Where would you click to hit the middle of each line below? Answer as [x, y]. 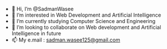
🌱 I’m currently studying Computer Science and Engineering [83, 21]
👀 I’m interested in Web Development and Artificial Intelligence [86, 15]
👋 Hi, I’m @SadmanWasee [42, 9]
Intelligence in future [36, 33]
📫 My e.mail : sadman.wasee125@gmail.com [66, 40]
